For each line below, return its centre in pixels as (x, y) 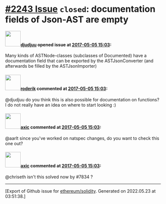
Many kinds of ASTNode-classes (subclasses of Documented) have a (76, 56)
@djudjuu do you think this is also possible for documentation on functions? (82, 99)
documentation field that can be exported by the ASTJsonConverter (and (79, 61)
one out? (14, 143)
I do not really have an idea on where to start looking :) (61, 105)
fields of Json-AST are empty (67, 20)
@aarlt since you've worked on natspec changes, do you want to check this (82, 138)
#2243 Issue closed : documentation (80, 9)
